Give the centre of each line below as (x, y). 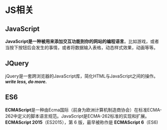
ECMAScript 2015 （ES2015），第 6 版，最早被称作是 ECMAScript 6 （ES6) (82, 122)
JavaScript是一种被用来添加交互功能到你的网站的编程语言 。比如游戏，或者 (82, 41)
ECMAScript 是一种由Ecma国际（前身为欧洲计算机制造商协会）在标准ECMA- (83, 110)
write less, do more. (26, 81)
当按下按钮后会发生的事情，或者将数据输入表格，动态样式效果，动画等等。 (82, 47)
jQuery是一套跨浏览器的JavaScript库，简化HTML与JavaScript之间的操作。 (82, 76)
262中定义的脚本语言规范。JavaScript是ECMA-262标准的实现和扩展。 (77, 116)
